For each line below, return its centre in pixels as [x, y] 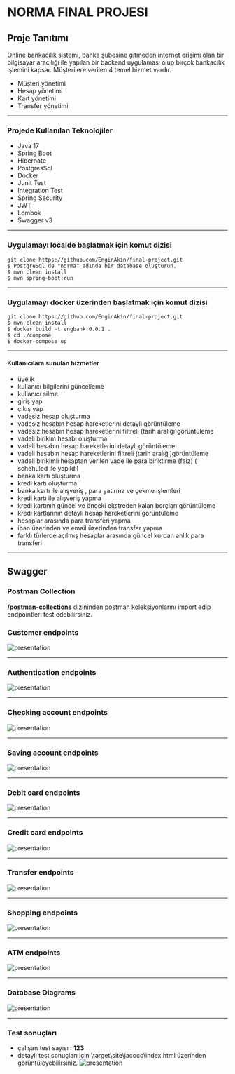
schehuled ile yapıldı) [48, 469]
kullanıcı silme [37, 394]
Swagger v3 [35, 220]
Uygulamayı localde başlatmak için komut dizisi [90, 245]
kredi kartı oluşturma [47, 483]
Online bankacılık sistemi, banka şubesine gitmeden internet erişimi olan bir [116, 55]
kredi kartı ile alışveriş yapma [59, 498]
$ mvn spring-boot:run [40, 278]
